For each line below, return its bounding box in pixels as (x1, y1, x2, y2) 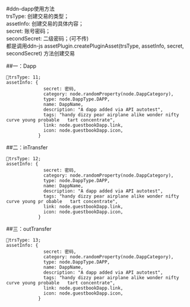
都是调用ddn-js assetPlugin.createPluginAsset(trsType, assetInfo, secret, (6, 42, 184, 49)
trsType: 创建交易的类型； (6, 12, 69, 20)
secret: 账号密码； (6, 27, 51, 35)
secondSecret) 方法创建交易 (6, 50, 75, 57)
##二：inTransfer (6, 144, 48, 151)
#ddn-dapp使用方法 (6, 5, 55, 12)
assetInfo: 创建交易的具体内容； (6, 20, 84, 27)
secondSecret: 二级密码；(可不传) (6, 35, 89, 42)
